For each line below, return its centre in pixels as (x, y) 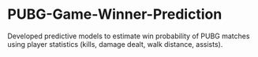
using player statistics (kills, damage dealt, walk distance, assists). (115, 44)
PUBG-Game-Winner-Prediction (115, 14)
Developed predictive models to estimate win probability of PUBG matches (129, 36)
